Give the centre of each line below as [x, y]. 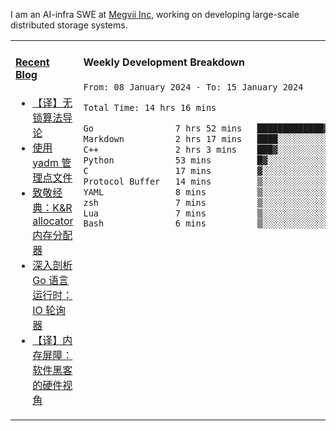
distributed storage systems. [69, 25]
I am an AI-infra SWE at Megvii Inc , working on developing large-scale [155, 14]
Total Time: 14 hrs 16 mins [150, 107]
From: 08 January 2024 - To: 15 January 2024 [193, 87]
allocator [53, 221]
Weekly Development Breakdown [164, 62]
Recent [32, 62]
